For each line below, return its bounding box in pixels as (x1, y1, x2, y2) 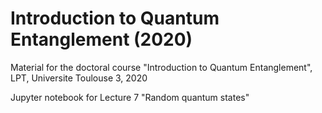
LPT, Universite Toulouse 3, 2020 (10, 72, 148, 84)
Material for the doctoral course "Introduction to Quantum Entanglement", (10, 61, 313, 73)
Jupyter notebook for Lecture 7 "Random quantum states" (10, 91, 250, 103)
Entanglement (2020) (10, 28, 193, 51)
